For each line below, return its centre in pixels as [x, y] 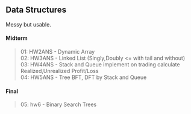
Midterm [17, 38]
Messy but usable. [29, 24]
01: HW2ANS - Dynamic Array [58, 52]
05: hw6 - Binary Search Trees [58, 104]
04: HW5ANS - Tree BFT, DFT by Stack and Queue [83, 77]
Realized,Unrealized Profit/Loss [59, 71]
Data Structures [36, 10]
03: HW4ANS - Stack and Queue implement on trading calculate [100, 65]
